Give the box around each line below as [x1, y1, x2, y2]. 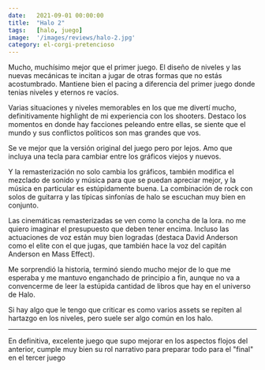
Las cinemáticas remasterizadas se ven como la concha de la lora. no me [8, 216, 246, 226]
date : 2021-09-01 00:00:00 [8, 11, 104, 20]
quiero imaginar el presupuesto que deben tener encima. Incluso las [8, 224, 230, 234]
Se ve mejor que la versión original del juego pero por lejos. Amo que [8, 144, 233, 153]
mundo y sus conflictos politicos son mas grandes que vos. [8, 128, 201, 138]
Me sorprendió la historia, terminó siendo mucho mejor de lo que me [8, 265, 231, 275]
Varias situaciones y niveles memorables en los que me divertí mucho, [8, 103, 237, 113]
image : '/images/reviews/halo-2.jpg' [8, 33, 136, 42]
